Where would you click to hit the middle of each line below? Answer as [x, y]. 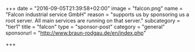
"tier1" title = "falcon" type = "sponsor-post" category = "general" [85, 27]
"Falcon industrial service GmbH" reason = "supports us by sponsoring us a [97, 14]
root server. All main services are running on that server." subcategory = [93, 21]
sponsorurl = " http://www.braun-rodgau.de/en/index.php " [76, 33]
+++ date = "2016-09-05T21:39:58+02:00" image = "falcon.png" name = [94, 8]
